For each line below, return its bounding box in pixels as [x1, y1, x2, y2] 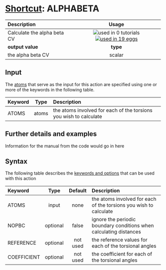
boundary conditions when [91, 222, 154, 229]
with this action [5, 176, 36, 181]
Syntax [5, 157, 28, 166]
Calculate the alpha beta [7, 29, 64, 36]
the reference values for [91, 236, 148, 243]
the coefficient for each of [91, 251, 152, 258]
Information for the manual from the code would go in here [5, 143, 124, 149]
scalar [109, 51, 124, 58]
